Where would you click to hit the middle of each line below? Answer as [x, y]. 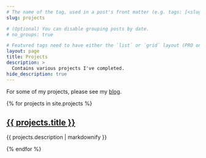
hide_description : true [37, 74]
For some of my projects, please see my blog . [64, 91]
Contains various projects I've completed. [68, 68]
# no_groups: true [30, 34]
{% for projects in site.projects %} [49, 103]
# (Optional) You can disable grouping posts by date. [78, 29]
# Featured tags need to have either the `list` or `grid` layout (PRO [100, 46]
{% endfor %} [24, 149]
